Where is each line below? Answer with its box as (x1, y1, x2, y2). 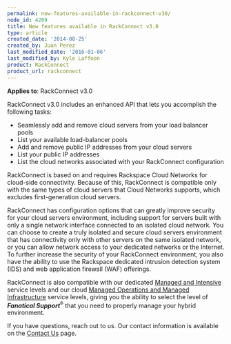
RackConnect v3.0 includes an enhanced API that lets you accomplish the (7, 100, 217, 108)
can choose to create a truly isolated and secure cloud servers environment (7, 228, 223, 236)
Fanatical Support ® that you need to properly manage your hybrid (7, 300, 197, 310)
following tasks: (7, 108, 52, 116)
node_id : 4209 (7, 17, 48, 23)
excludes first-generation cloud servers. (7, 192, 121, 201)
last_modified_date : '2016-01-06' (7, 49, 107, 56)
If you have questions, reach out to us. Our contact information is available (7, 322, 219, 330)
